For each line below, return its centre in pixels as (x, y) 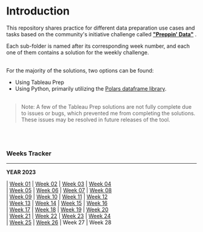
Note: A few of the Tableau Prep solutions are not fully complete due (106, 106)
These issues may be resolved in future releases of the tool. (95, 120)
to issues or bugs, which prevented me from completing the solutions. (108, 113)
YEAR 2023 (21, 172)
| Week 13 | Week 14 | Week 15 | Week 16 (57, 203)
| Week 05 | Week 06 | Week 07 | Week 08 (59, 190)
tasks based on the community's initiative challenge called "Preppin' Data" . (101, 34)
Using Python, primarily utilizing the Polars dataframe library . (91, 88)
